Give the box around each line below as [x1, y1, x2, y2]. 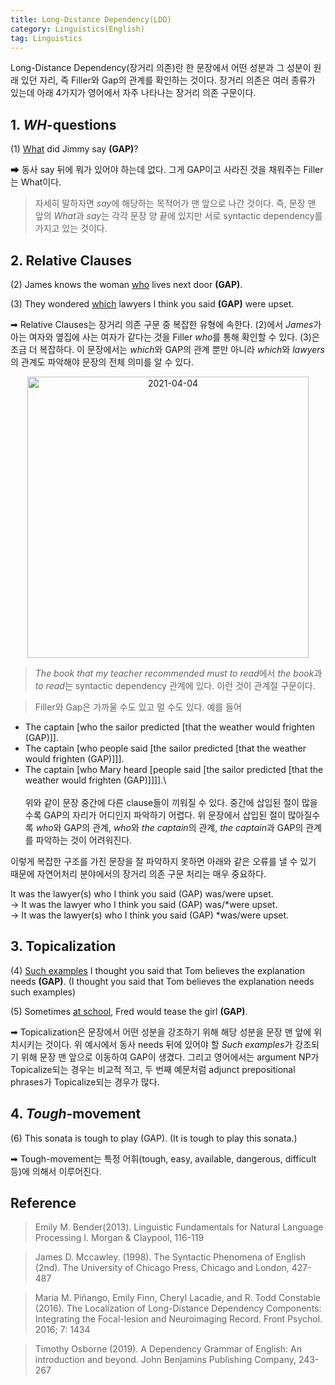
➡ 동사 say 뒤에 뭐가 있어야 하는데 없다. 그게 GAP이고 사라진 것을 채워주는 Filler [10, 164, 324, 176]
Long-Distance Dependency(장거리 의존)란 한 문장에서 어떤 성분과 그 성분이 [10, 62, 312, 74]
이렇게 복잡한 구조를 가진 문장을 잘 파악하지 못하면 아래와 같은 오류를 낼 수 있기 [10, 856, 317, 867]
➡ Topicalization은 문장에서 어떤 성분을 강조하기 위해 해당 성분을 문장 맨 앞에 [10, 1026, 312, 1038]
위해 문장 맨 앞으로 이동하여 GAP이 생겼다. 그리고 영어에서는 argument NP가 [20, 1051, 320, 1063]
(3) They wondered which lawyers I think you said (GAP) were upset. [10, 298, 295, 310]
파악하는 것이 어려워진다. [35, 834, 133, 846]
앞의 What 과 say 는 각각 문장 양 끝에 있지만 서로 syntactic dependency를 [34, 210, 323, 222]
